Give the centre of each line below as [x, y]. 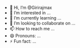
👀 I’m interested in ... [30, 13]
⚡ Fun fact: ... [23, 41]
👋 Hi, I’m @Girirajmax [31, 8]
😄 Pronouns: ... [25, 36]
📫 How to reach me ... [32, 29]
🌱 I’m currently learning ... [35, 18]
